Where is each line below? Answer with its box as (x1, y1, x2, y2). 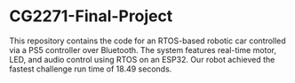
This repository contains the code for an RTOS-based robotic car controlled (9, 35, 286, 46)
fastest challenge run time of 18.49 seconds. (9, 64, 172, 74)
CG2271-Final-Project (9, 6, 173, 26)
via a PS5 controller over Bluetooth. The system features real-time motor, (9, 44, 277, 55)
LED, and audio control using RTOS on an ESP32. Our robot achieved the (9, 54, 275, 64)
